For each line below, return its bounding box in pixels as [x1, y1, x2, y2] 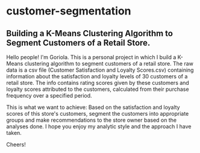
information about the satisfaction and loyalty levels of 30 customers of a [6, 73, 188, 80]
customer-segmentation [6, 4, 131, 18]
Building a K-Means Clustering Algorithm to [6, 28, 173, 39]
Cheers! [6, 141, 26, 148]
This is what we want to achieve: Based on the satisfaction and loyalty [6, 104, 180, 111]
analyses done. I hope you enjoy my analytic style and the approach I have [6, 123, 192, 130]
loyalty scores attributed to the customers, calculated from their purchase [6, 86, 189, 93]
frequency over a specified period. [6, 92, 92, 99]
